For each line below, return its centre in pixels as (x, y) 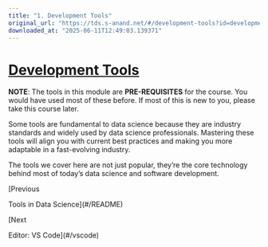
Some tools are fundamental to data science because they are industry (125, 124)
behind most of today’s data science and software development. (114, 174)
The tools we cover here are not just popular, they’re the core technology (128, 165)
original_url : (32, 23)
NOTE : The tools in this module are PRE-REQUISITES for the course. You (128, 92)
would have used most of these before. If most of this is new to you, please (132, 100)
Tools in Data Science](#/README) (66, 205)
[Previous (24, 189)
